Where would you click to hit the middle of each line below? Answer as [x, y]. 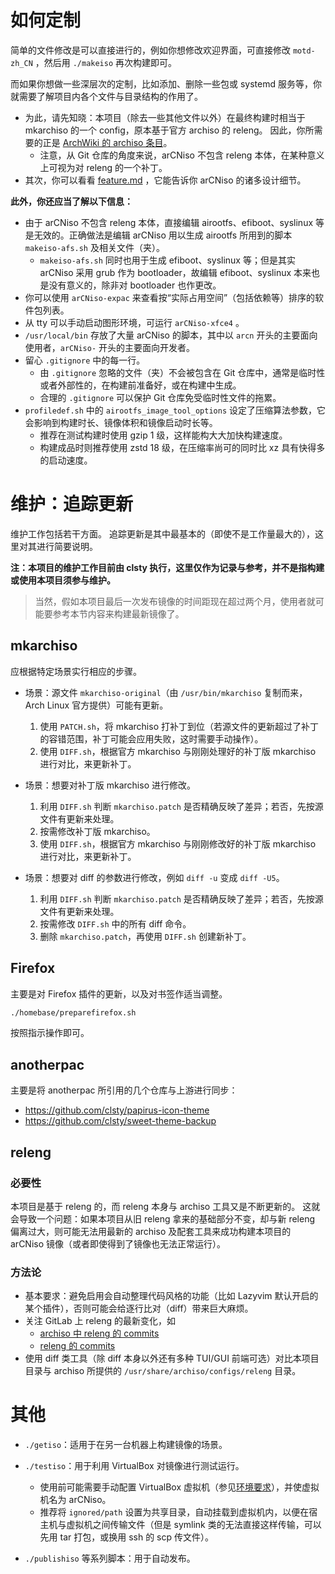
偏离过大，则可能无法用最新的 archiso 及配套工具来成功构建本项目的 [151, 1231]
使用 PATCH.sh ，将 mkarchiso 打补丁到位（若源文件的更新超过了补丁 [179, 726]
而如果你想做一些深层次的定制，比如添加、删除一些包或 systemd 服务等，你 [166, 83]
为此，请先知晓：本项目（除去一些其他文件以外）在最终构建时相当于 [165, 117]
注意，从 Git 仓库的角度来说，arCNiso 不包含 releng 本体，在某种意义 [182, 155]
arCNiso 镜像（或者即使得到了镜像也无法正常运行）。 [118, 1243]
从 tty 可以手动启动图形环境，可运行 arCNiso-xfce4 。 [134, 322]
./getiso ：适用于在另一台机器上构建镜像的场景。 [126, 1445]
